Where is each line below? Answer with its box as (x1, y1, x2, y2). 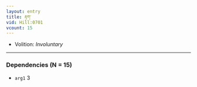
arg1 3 (14, 74, 30, 81)
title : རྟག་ (6, 14, 31, 20)
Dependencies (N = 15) (6, 61, 72, 69)
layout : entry (6, 8, 41, 15)
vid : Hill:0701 (6, 19, 43, 25)
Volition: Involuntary (14, 41, 63, 48)
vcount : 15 (6, 25, 33, 31)
